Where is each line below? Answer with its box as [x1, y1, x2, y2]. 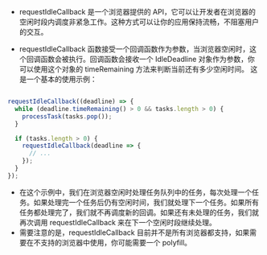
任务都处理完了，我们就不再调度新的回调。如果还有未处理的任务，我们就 [18, 208, 259, 217]
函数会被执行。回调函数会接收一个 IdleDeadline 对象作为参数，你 [40, 55, 255, 64]
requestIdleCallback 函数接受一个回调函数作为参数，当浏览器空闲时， [18, 44, 250, 54]
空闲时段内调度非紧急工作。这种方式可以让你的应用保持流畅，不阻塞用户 [18, 17, 259, 27]
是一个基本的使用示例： [18, 75, 97, 84]
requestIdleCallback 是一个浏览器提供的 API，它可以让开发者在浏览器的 [18, 7, 257, 16]
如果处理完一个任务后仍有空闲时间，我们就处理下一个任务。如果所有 [33, 197, 259, 207]
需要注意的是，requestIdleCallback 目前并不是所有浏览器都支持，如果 [18, 228, 250, 237]
